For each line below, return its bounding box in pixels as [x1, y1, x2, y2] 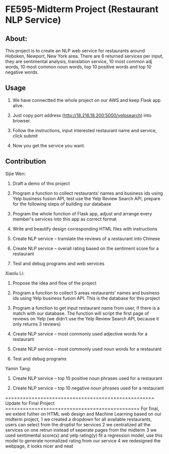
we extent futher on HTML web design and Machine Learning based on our [5, 411, 162, 417]
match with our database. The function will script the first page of [12, 310, 149, 316]
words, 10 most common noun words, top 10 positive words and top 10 [5, 64, 152, 70]
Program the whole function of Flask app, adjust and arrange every [12, 210, 152, 216]
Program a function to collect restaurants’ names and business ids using [12, 190, 163, 196]
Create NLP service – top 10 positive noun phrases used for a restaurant [12, 375, 162, 381]
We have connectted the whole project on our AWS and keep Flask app [12, 97, 161, 103]
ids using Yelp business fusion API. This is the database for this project [12, 295, 160, 301]
